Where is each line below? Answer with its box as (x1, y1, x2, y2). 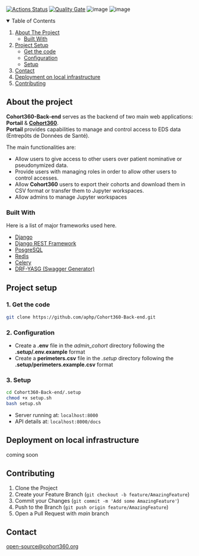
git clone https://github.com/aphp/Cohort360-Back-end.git (6, 314, 156, 320)
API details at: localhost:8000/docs (14, 418, 101, 425)
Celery (14, 259, 32, 266)
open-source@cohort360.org (6, 543, 79, 550)
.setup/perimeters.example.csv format (14, 361, 113, 368)
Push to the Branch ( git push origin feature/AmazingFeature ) (14, 503, 169, 511)
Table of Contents (11, 17, 55, 24)
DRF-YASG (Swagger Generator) (14, 265, 95, 272)
